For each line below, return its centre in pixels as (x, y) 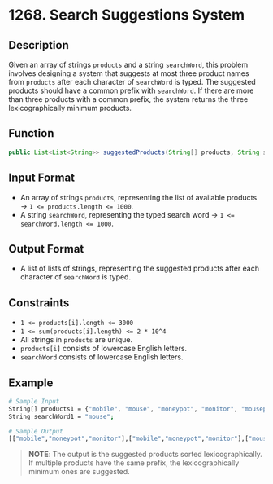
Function (31, 133)
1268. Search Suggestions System (127, 15)
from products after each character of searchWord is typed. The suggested (132, 82)
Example (31, 383)
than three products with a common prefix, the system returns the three (128, 99)
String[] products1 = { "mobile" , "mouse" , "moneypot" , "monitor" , (123, 409)
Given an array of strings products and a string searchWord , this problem (128, 64)
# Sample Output (36, 431)
